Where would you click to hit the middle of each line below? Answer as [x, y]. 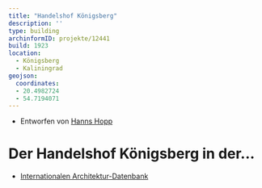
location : [25, 53]
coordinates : [38, 83]
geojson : [23, 76]
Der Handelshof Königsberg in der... [132, 154]
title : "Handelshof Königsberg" [63, 16]
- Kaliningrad [39, 69]
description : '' [36, 23]
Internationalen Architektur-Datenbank [84, 176]
